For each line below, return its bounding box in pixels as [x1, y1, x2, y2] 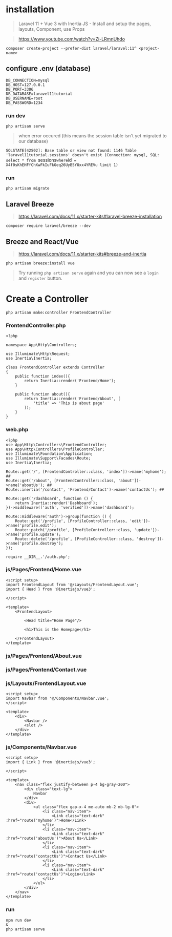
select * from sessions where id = [6, 157, 77, 163]
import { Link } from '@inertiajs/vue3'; [6, 760, 96, 765]
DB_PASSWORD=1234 [6, 100, 43, 106]
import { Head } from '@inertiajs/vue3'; [6, 587, 96, 592]
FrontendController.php [6, 322, 66, 329]
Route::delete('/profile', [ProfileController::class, [15, 536, 135, 542]
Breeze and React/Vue [6, 237, 79, 246]
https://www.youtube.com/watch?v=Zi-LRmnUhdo [18, 36, 125, 42]
